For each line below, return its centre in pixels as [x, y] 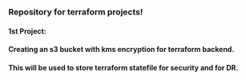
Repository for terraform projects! [76, 12]
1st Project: [27, 31]
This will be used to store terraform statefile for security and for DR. [123, 67]
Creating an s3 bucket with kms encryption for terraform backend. [121, 50]
